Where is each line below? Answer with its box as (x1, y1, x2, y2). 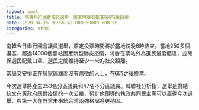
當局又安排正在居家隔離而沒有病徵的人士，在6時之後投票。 (6, 70, 150, 77)
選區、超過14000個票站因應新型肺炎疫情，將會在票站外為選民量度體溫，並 (6, 50, 188, 57)
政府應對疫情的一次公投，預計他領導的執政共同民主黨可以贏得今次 (26, 90, 188, 97)
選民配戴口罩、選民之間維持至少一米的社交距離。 (11, 57, 131, 64)
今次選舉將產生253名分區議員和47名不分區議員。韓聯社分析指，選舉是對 (6, 83, 183, 90)
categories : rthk (6, 25, 49, 32)
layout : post (6, 8, 38, 15)
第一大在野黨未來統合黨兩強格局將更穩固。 (21, 98, 126, 105)
